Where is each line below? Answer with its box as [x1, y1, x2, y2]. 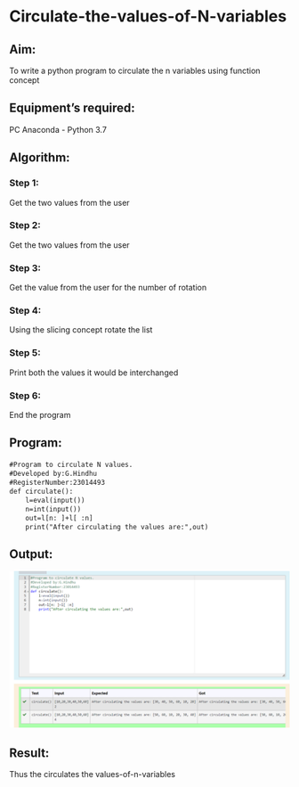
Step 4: [9, 305, 42, 317]
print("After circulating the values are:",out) [25, 522, 209, 531]
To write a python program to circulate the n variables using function [9, 65, 261, 76]
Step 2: [9, 219, 42, 232]
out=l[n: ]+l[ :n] [25, 513, 93, 522]
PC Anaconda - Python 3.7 [9, 124, 107, 135]
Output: [9, 546, 53, 562]
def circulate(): [9, 487, 74, 496]
